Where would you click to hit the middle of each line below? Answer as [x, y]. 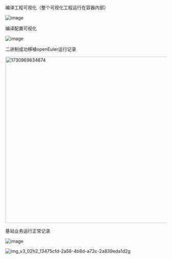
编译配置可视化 [21, 28]
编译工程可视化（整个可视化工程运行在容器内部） [57, 7]
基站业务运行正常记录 [28, 231]
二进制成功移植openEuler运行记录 [41, 49]
